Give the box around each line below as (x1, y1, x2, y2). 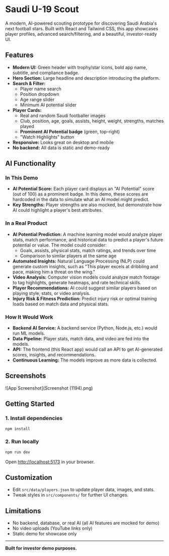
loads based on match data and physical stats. (12, 301, 109, 307)
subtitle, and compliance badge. (12, 70, 79, 76)
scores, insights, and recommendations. (12, 352, 96, 358)
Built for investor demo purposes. (5, 545, 77, 551)
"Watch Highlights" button (20, 134, 74, 140)
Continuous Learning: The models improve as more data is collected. (12, 357, 157, 363)
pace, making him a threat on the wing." (12, 269, 96, 275)
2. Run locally (5, 438, 39, 445)
